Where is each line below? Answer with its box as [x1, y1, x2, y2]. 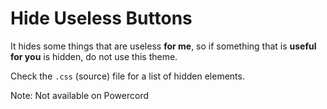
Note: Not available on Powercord [10, 89, 150, 101]
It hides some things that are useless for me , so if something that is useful [10, 40, 317, 52]
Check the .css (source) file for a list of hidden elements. [10, 70, 245, 82]
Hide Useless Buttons [10, 7, 193, 30]
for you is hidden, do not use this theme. [10, 50, 178, 62]
